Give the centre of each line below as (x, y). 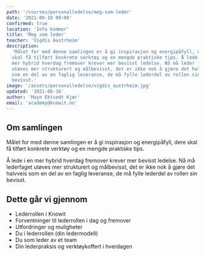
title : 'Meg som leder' (37, 35)
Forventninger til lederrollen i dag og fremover (73, 221)
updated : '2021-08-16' (35, 92)
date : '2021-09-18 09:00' (39, 18)
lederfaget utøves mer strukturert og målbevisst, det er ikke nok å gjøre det (101, 167)
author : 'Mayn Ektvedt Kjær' (43, 97)
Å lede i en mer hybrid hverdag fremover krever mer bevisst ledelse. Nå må (101, 161)
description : (23, 46)
